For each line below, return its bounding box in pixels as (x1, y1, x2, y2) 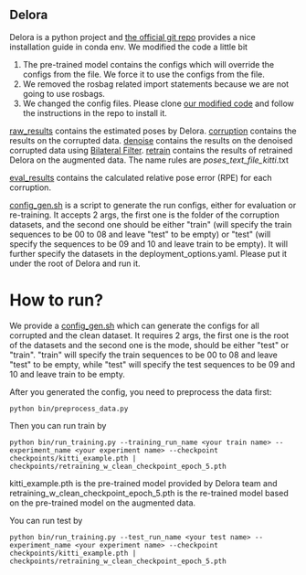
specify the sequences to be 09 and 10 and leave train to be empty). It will (9, 238, 289, 250)
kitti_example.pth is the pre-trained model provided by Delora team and (9, 477, 278, 488)
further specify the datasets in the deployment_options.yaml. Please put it (9, 248, 288, 259)
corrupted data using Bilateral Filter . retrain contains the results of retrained (9, 144, 293, 155)
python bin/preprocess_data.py (9, 404, 129, 413)
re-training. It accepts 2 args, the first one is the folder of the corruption (9, 209, 280, 220)
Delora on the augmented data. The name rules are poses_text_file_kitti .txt (9, 154, 290, 165)
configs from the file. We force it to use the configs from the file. (22, 69, 265, 80)
